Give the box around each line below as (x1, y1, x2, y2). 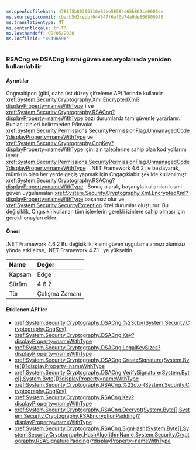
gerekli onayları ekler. (6, 214, 58, 221)
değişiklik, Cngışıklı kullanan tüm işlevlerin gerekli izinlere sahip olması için (6, 208, 185, 215)
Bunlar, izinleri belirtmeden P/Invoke (6, 121, 93, 128)
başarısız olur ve (84, 195, 125, 202)
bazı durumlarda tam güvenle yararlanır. (84, 115, 181, 122)
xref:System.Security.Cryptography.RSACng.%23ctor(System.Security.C (14, 381, 190, 388)
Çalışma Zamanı (37, 290, 81, 298)
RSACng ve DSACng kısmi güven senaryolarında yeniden (6, 55, 171, 63)
